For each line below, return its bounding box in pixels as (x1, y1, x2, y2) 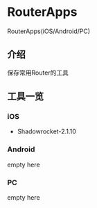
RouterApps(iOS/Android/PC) (7, 27, 91, 35)
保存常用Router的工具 (7, 68, 69, 77)
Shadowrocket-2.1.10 (17, 127, 76, 135)
